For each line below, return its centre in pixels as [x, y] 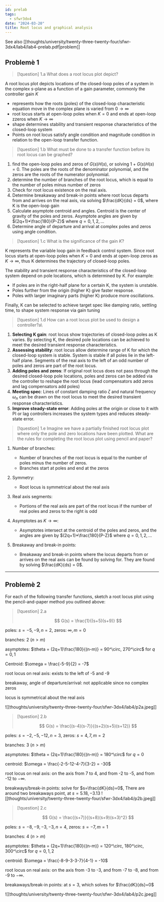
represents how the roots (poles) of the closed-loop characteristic [79, 103]
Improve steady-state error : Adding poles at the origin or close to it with [85, 408]
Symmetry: [23, 477]
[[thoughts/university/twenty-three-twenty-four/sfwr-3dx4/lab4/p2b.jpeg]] [80, 798]
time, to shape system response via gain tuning [52, 310]
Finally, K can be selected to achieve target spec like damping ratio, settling [81, 305]
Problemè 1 [22, 62]
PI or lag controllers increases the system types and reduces [73, 414]
